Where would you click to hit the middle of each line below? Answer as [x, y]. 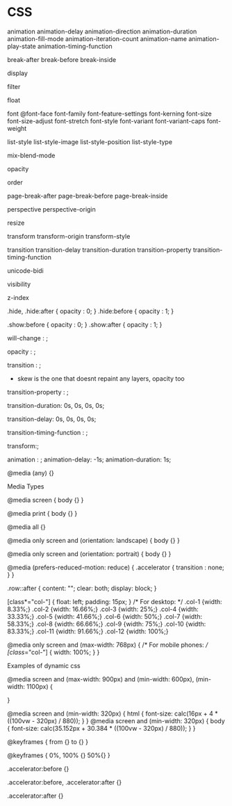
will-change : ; [28, 338]
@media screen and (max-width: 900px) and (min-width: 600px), [101, 679]
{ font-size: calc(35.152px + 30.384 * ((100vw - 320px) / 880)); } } [101, 728]
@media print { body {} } [42, 513]
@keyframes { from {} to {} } [48, 741]
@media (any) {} [31, 473]
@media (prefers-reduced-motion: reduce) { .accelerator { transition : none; [116, 567]
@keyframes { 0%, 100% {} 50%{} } [59, 755]
